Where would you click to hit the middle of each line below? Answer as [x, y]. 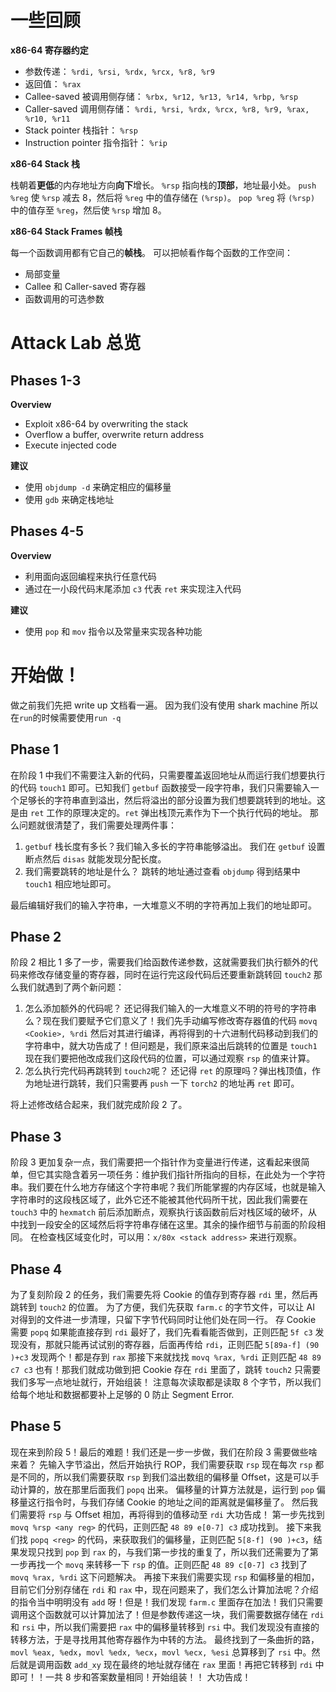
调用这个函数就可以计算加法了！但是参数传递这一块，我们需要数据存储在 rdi [167, 1614]
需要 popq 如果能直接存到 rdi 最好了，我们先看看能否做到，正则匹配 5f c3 [161, 1332]
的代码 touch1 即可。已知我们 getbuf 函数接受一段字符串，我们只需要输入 [160, 787]
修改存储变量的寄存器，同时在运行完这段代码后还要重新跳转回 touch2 [169, 975]
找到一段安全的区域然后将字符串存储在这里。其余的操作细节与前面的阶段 [167, 1225]
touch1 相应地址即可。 [70, 883]
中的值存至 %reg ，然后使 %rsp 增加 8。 [88, 210]
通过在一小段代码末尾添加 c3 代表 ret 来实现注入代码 [133, 588]
